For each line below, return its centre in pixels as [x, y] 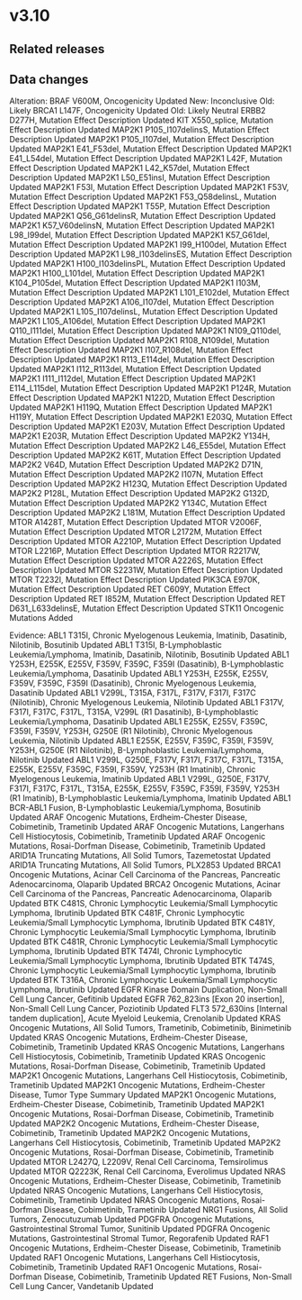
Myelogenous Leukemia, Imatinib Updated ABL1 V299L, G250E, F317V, [140, 779]
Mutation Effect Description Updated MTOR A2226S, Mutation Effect [136, 560]
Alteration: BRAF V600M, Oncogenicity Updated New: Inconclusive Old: [142, 101]
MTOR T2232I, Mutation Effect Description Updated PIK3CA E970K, [135, 580]
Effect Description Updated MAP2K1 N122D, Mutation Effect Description [142, 398]
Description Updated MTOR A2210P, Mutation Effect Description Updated [145, 541]
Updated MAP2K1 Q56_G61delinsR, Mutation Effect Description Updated [142, 216]
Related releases [57, 49]
